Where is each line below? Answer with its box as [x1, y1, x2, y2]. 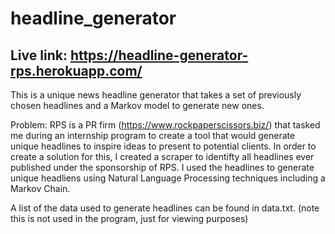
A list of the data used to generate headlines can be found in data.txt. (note [10, 202, 320, 214]
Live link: [10, 47, 68, 64]
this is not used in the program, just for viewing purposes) [10, 213, 249, 224]
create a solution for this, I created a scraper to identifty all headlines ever [10, 151, 315, 162]
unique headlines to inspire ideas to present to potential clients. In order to [10, 140, 317, 152]
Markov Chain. [10, 183, 71, 194]
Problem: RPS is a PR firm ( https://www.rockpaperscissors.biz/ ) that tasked [10, 119, 321, 131]
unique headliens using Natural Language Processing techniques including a [10, 172, 326, 184]
